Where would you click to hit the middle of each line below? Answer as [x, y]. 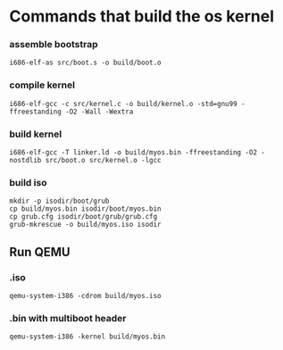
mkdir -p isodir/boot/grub [59, 201]
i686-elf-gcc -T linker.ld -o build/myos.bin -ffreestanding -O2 [133, 153]
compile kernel [42, 85]
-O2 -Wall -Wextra [100, 112]
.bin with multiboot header [68, 318]
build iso [28, 183]
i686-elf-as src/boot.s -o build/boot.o [86, 63]
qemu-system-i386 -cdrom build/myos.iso [86, 296]
